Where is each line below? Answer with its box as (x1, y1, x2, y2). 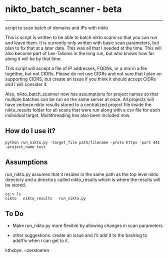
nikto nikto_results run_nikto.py (5, 196, 86, 201)
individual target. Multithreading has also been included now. (5, 112, 131, 118)
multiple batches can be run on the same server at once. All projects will (5, 96, 154, 102)
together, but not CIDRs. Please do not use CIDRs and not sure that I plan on (5, 70, 162, 76)
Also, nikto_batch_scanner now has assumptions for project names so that (5, 91, 158, 97)
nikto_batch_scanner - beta (5, 3, 122, 15)
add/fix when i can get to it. (12, 237, 69, 243)
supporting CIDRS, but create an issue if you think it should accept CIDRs (5, 76, 156, 82)
